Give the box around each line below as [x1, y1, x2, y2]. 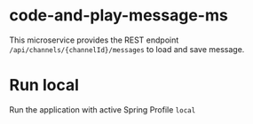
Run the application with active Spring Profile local [9, 104, 196, 115]
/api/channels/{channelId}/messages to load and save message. [9, 43, 245, 54]
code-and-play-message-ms [9, 5, 228, 26]
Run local [9, 75, 80, 96]
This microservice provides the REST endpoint [9, 35, 179, 45]
